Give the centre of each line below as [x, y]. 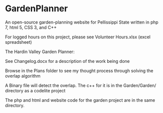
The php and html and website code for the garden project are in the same [80, 100]
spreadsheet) [19, 42]
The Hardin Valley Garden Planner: [40, 52]
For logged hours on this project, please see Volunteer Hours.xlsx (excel [78, 37]
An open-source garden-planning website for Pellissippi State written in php [82, 22]
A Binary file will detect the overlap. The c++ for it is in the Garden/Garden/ [81, 85]
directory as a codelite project [35, 90]
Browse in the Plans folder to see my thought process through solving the [79, 71]
